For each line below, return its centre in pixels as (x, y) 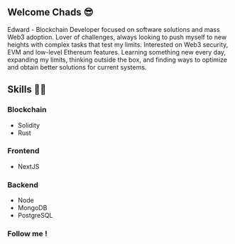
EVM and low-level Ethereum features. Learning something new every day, (116, 52)
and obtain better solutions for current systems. (77, 67)
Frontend (23, 151)
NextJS (28, 166)
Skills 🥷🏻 (27, 90)
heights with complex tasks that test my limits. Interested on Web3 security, (118, 44)
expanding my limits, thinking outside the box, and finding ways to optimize (117, 60)
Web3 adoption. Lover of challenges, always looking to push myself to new (117, 37)
